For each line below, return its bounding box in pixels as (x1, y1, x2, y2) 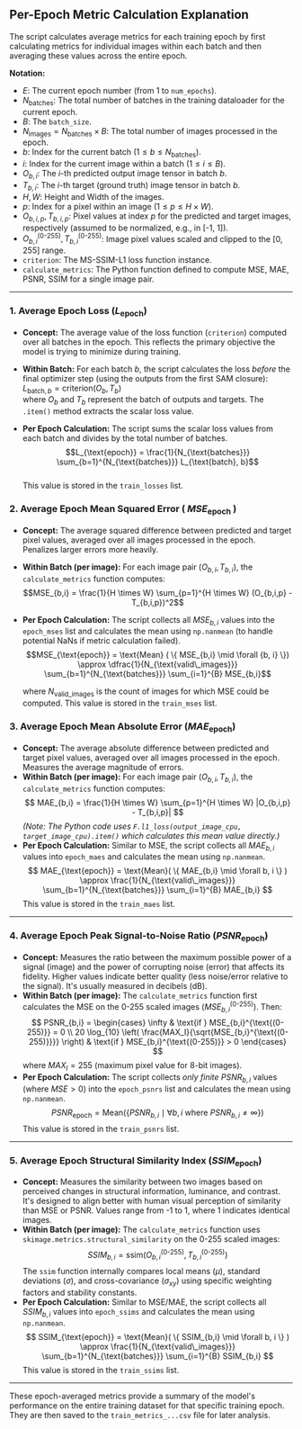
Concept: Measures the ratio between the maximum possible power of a (22, 951, 292, 962)
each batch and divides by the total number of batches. (22, 433, 228, 444)
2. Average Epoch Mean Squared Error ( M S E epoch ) (9, 503, 237, 517)
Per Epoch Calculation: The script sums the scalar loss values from (22, 423, 274, 435)
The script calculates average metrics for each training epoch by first (9, 31, 266, 41)
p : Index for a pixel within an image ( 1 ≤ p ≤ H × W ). (22, 201, 214, 211)
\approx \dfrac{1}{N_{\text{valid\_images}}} (77, 659, 238, 670)
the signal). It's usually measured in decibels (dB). (22, 980, 209, 991)
